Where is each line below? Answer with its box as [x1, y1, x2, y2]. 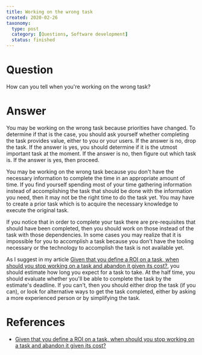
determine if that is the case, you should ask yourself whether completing [6, 131, 189, 138]
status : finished [11, 37, 55, 43]
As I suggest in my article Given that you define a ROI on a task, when [6, 255, 180, 263]
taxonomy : [6, 20, 31, 26]
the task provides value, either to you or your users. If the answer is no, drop [6, 137, 197, 144]
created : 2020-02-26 [6, 15, 58, 21]
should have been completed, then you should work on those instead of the [6, 224, 194, 232]
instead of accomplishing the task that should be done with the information [6, 187, 193, 194]
